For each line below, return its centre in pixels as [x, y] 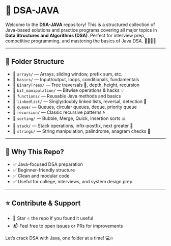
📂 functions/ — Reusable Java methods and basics [67, 96]
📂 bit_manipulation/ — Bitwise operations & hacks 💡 [68, 90]
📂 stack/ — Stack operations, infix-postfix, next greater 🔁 [73, 126]
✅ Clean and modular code [41, 176]
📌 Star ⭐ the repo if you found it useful [53, 218]
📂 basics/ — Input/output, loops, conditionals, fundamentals [76, 79]
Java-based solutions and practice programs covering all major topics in [81, 30]
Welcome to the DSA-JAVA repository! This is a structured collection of [80, 24]
